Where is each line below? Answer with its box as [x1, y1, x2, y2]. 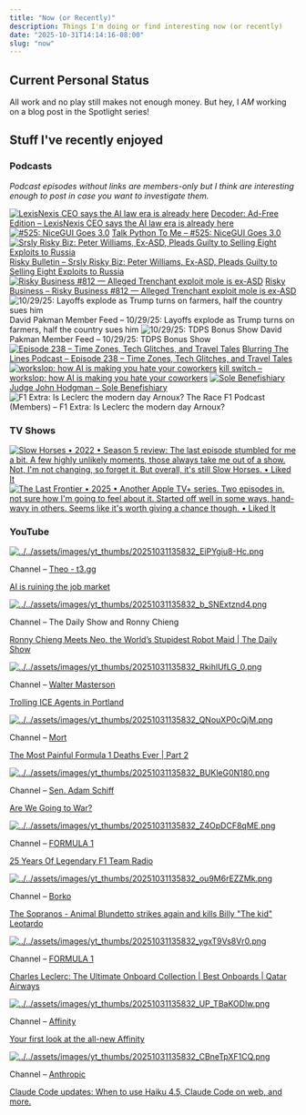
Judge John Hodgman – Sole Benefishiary [9, 381, 168, 392]
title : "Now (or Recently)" [9, 13, 117, 23]
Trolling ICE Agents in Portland [9, 697, 125, 708]
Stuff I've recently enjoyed [9, 133, 164, 148]
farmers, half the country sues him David [9, 324, 282, 335]
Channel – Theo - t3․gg [9, 563, 97, 574]
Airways [9, 980, 40, 992]
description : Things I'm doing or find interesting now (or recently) [9, 22, 283, 31]
